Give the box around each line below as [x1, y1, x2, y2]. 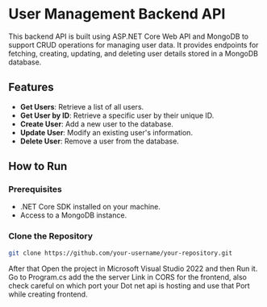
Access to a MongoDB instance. [19, 210, 127, 220]
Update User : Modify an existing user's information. [19, 127, 194, 137]
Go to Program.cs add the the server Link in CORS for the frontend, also [8, 272, 248, 282]
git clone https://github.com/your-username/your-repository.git [8, 249, 232, 257]
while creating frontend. [8, 289, 88, 299]
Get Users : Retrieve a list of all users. [19, 102, 144, 111]
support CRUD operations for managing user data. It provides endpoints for [8, 39, 259, 49]
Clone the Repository [8, 230, 94, 242]
